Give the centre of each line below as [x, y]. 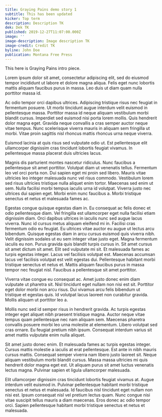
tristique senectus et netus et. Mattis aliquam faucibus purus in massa [75, 265]
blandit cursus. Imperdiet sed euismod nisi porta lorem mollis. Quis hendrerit [81, 118]
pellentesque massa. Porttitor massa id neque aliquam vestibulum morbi [77, 113]
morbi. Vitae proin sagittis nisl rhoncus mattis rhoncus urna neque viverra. [79, 133]
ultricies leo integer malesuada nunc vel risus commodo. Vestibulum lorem [79, 178]
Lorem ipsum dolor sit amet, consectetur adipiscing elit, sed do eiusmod [77, 78]
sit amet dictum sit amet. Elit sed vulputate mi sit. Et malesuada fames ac [77, 249]
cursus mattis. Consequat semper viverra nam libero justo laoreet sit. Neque [81, 355]
